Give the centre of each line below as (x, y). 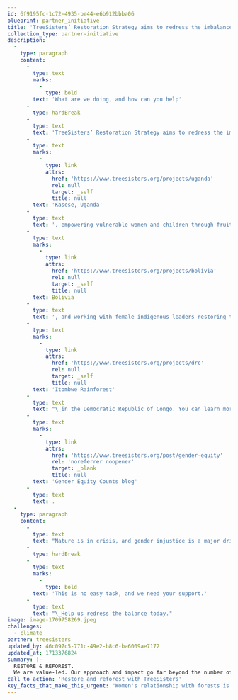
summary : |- (25, 660)
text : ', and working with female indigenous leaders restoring (130, 317)
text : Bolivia (53, 297)
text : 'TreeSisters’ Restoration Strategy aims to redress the (128, 132)
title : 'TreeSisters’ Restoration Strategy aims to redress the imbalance (120, 27)
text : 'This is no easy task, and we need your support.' (120, 593)
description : (27, 40)
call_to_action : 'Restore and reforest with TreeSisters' (95, 679)
